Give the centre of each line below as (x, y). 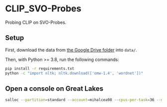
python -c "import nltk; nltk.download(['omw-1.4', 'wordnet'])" (74, 73)
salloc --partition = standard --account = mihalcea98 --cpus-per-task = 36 (80, 100)
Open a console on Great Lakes (54, 88)
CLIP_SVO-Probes (43, 9)
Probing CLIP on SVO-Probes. (36, 22)
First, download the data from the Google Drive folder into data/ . (71, 50)
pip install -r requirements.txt (40, 68)
